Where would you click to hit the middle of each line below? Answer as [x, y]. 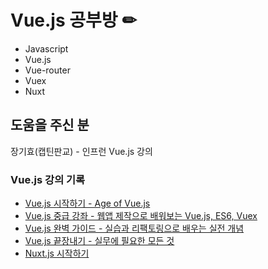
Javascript [46, 48]
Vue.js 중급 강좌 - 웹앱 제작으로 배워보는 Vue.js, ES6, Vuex [141, 216]
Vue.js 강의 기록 [48, 179]
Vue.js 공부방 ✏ [73, 20]
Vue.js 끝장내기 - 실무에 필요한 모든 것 [99, 241]
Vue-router [47, 70]
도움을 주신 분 [50, 125]
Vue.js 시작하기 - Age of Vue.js [87, 203]
